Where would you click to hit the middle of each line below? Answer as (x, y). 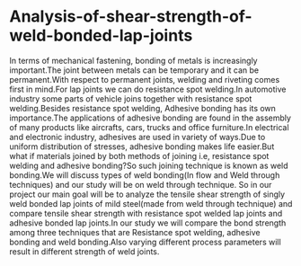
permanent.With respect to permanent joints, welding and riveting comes (145, 79)
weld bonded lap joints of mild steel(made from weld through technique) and (151, 203)
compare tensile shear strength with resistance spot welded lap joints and (146, 213)
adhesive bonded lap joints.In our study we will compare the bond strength (148, 223)
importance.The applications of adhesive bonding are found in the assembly (150, 118)
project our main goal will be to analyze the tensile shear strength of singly (147, 194)
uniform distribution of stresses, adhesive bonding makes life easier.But (142, 146)
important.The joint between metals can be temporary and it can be (134, 70)
